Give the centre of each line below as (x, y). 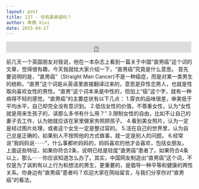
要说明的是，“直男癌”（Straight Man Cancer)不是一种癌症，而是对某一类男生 (99, 77)
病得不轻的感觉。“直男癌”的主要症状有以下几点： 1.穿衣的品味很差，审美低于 (99, 99)
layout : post (22, 12)
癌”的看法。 (20, 180)
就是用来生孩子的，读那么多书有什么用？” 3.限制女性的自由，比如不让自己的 (99, 113)
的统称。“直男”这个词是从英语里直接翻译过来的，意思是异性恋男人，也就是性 (99, 84)
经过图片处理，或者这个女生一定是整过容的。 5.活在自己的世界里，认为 (97, 128)
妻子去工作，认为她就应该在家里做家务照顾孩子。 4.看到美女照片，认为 (92, 121)
